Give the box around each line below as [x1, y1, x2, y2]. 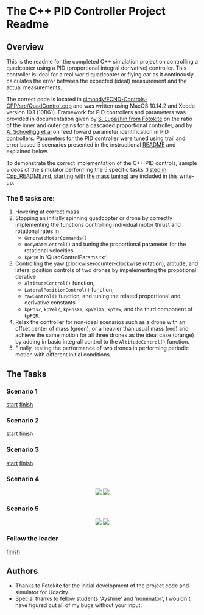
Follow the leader [6, 534, 59, 543]
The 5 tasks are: [6, 194, 55, 202]
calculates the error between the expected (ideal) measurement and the [6, 78, 187, 84]
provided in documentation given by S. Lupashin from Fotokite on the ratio [6, 115, 193, 122]
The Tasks [6, 369, 47, 379]
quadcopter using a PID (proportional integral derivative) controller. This [6, 64, 187, 72]
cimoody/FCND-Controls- [83, 96, 148, 103]
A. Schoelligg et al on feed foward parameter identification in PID [6, 128, 169, 135]
